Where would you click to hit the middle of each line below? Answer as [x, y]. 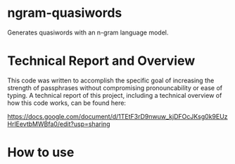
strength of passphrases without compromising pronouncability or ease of [115, 88]
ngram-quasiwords [65, 13]
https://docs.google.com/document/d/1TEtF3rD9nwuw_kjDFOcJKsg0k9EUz [118, 116]
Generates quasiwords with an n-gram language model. [88, 32]
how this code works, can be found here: [67, 103]
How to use [41, 152]
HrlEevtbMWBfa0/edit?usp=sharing [59, 124]
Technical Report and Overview [101, 61]
